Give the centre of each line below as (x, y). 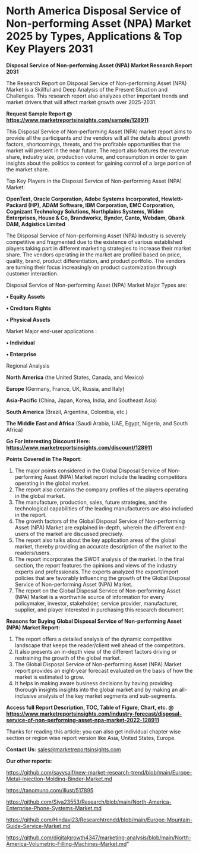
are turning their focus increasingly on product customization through (91, 267)
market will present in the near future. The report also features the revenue (98, 150)
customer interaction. (32, 273)
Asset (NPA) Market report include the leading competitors (115, 476)
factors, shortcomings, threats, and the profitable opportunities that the (93, 144)
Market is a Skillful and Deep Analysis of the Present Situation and (87, 89)
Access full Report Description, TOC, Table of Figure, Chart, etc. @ (90, 707)
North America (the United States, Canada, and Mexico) (75, 377)
